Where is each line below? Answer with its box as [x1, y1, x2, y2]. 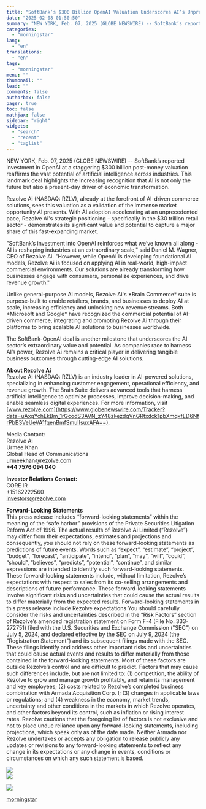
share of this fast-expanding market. [6, 228, 99, 235]
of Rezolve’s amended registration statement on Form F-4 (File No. [6, 617, 175, 625]
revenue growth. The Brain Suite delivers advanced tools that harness [6, 386, 183, 393]
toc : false [6, 106, 34, 112]
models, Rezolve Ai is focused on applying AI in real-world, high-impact [6, 259, 188, 266]
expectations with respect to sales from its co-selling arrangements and [6, 578, 188, 586]
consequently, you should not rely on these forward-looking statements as [6, 539, 195, 546]
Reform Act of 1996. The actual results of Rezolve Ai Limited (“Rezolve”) [6, 526, 188, 533]
